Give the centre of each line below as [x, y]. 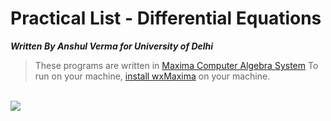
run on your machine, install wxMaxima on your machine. [152, 76]
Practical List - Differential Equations [166, 18]
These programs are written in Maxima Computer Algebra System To [176, 65]
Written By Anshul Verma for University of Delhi [112, 46]
